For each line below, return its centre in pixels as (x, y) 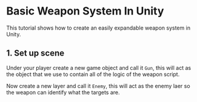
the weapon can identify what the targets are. (63, 92)
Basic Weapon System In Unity (85, 11)
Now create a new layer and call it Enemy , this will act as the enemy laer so (98, 86)
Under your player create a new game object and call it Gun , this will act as (99, 68)
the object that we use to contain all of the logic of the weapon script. (93, 74)
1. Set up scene (35, 53)
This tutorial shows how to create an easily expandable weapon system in (98, 28)
